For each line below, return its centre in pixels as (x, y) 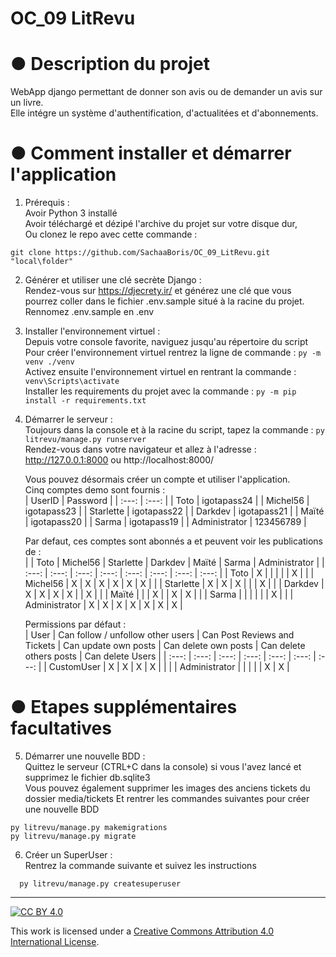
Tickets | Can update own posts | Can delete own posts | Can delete (165, 646)
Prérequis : (47, 203)
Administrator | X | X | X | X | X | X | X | (103, 605)
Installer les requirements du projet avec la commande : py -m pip (160, 391)
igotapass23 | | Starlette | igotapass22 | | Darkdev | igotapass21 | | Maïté (174, 511)
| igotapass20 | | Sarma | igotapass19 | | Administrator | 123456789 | (165, 522)
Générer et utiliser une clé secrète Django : (113, 280)
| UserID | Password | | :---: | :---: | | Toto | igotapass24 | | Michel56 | (167, 501)
